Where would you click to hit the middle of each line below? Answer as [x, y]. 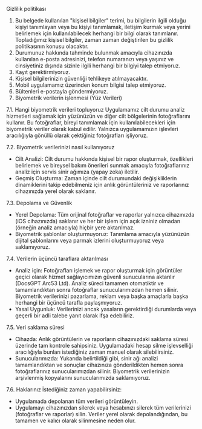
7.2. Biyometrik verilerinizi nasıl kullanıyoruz [60, 147]
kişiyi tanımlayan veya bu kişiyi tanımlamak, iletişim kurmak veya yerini [103, 27]
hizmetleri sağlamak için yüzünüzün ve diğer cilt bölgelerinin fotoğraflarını [98, 116]
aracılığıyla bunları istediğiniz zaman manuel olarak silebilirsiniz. [94, 352]
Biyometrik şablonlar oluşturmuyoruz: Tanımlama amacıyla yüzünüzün [102, 234]
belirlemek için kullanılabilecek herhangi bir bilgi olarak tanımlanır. [97, 33]
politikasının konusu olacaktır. [52, 46]
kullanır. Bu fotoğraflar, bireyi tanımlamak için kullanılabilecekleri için [91, 123]
